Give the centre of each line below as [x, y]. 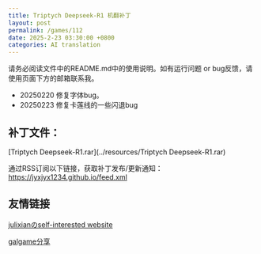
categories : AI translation [55, 45]
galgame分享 [29, 241]
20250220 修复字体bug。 [62, 95]
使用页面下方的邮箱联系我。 [53, 78]
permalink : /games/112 [45, 30]
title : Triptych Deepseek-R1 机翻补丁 [70, 15]
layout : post [30, 23]
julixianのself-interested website [61, 224]
